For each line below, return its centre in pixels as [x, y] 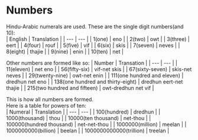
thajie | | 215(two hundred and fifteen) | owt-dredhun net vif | [80, 88]
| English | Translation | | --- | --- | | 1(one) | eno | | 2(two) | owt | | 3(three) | [98, 39]
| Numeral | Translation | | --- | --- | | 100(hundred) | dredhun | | [83, 112]
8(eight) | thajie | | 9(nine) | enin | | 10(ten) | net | [65, 51]
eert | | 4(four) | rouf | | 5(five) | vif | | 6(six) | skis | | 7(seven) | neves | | [93, 45]
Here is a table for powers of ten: [46, 105]
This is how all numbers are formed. [50, 99]
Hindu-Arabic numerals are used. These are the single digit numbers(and [95, 26]
